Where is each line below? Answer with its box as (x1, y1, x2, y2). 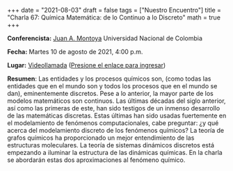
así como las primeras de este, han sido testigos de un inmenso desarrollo (7, 104, 220, 112)
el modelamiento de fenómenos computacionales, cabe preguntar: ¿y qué (7, 119, 219, 127)
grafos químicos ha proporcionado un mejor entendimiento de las (7, 133, 195, 142)
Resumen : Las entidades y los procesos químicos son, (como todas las (7, 74, 211, 83)
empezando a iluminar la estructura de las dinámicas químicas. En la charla (7, 149, 223, 156)
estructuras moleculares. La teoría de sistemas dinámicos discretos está (7, 141, 214, 149)
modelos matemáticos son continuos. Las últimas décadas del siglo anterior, (7, 97, 226, 105)
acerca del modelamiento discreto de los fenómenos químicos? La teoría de (7, 127, 225, 134)
